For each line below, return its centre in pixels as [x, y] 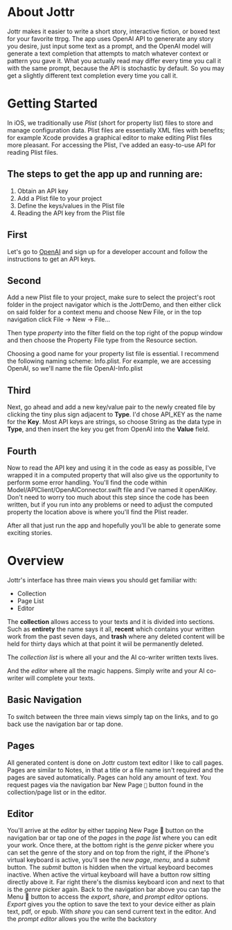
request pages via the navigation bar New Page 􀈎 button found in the [105, 784]
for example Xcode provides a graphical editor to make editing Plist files [110, 137]
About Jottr [41, 12]
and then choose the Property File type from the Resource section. [102, 340]
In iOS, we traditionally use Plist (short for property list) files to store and [110, 123]
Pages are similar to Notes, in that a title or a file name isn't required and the [115, 770]
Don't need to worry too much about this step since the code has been [108, 497]
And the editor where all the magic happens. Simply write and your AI [106, 670]
